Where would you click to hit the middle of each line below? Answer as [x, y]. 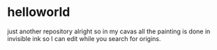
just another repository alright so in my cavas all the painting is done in [109, 31]
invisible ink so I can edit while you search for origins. [84, 38]
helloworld [39, 12]
